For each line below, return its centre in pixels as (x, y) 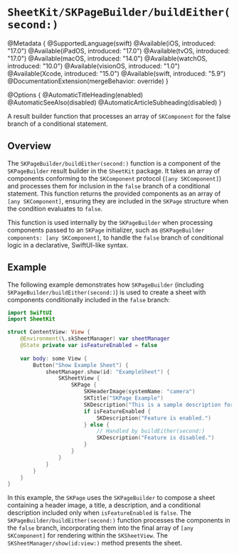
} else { (97, 425)
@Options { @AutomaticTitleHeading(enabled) (75, 95)
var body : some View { (54, 358)
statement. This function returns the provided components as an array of (114, 193)
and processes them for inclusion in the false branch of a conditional (109, 186)
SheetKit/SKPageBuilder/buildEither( (119, 12)
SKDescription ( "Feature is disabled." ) (155, 438)
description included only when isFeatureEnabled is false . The (100, 513)
